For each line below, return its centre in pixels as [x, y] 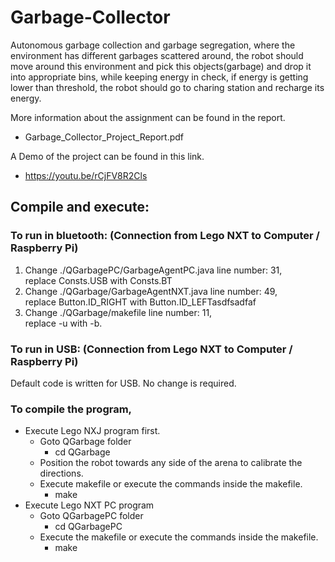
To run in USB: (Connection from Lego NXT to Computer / [151, 349]
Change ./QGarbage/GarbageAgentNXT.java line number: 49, [151, 291]
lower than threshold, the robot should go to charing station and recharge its [167, 87]
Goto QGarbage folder [85, 442]
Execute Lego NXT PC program [89, 505]
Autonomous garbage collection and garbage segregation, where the [153, 45]
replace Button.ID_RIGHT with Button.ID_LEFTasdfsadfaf [140, 302]
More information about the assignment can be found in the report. [148, 117]
